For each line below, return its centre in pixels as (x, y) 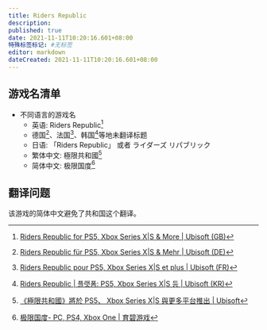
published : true (35, 30)
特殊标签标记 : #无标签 (41, 45)
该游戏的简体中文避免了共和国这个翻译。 (74, 213)
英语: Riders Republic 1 (68, 124)
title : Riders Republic (48, 15)
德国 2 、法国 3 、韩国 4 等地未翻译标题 (89, 134)
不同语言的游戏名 (48, 114)
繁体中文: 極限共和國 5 (67, 154)
